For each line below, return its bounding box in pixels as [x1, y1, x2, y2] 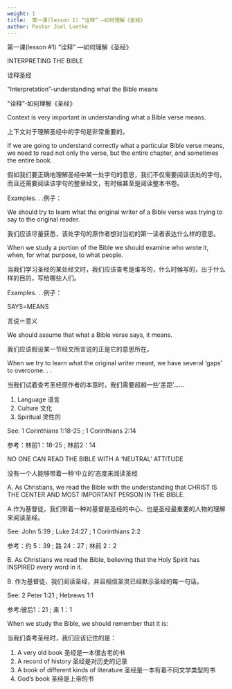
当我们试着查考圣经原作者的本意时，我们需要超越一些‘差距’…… [7, 381, 185, 389]
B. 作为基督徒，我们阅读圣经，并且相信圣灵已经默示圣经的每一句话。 [7, 577, 203, 586]
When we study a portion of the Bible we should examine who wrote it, [7, 244, 209, 252]
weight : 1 [7, 10, 36, 17]
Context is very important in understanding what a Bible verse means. [7, 113, 206, 122]
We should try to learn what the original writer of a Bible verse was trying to [7, 208, 223, 216]
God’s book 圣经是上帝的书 [17, 674, 95, 683]
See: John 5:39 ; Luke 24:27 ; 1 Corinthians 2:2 [7, 527, 141, 536]
